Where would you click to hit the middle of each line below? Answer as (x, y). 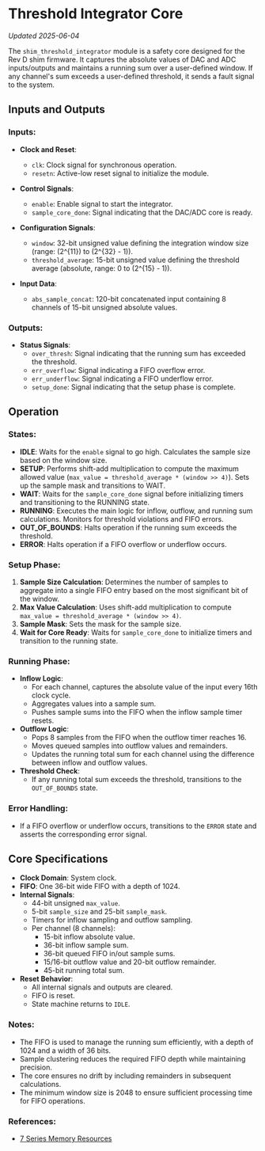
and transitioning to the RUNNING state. (85, 502)
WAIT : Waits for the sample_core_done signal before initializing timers (131, 494)
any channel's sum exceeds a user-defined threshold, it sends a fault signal (131, 76)
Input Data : (38, 283)
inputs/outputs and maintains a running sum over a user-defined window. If (131, 67)
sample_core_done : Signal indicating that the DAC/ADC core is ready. (142, 212)
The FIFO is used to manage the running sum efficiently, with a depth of (136, 1042)
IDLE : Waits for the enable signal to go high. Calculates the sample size (135, 451)
